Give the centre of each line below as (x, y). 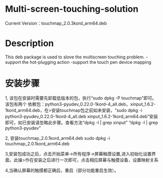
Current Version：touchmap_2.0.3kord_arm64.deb (56, 23)
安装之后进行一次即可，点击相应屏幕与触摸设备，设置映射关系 (96, 160)
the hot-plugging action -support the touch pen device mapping (86, 62)
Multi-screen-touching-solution (72, 9)
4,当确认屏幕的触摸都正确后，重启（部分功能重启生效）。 (62, 170)
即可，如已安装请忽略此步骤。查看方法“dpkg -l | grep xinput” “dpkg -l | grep (82, 122)
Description (29, 43)
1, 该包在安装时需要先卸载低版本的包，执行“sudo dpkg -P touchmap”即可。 (81, 98)
